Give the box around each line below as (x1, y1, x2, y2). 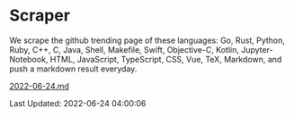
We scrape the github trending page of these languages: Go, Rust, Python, (9, 35, 286, 46)
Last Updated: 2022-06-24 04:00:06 (9, 97, 147, 108)
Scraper (9, 5, 70, 26)
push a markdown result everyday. (9, 63, 138, 74)
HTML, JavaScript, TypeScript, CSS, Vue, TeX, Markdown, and (49, 54, 282, 64)
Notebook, (9, 54, 49, 64)
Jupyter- (241, 44, 273, 54)
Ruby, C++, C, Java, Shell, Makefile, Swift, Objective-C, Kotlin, (9, 44, 240, 54)
